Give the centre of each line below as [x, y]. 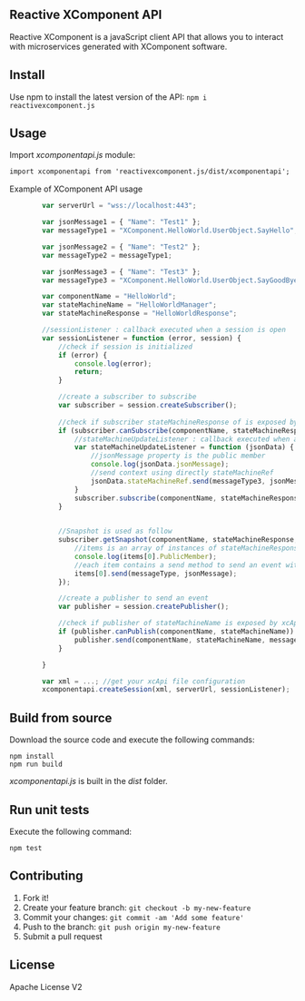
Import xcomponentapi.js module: [73, 155]
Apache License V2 [46, 986]
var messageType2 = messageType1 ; [107, 255]
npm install [32, 757]
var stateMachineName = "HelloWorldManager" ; [130, 305]
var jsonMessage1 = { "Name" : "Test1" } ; [122, 222]
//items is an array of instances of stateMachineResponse [188, 548]
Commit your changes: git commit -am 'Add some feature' [133, 917]
